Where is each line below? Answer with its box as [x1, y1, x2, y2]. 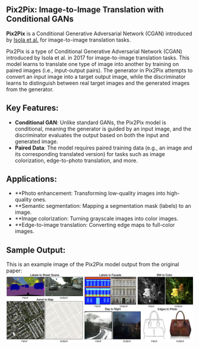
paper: [6, 267, 23, 275]
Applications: [6, 174, 58, 184]
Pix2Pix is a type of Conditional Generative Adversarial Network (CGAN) [6, 48, 182, 55]
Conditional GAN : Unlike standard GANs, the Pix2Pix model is [14, 119, 166, 126]
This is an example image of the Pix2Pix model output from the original [6, 261, 179, 268]
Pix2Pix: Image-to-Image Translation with [6, 5, 164, 15]
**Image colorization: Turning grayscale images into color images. [14, 215, 179, 222]
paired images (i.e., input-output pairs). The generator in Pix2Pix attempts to [6, 67, 193, 74]
